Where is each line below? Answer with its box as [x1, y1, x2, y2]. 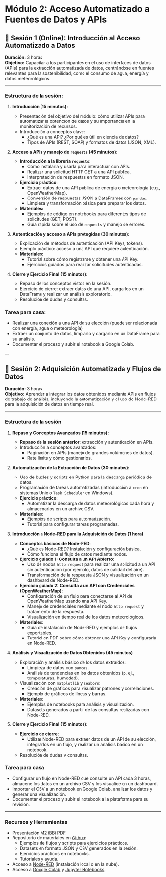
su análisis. [12, 336, 36, 342]
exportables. [27, 630, 53, 636]
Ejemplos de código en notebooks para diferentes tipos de [27, 211, 147, 217]
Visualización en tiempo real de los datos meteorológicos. [27, 614, 145, 620]
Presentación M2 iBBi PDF [12, 830, 66, 836]
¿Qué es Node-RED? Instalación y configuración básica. [27, 546, 141, 552]
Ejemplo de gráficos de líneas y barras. [27, 690, 107, 697]
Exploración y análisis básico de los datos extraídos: [19, 659, 126, 665]
